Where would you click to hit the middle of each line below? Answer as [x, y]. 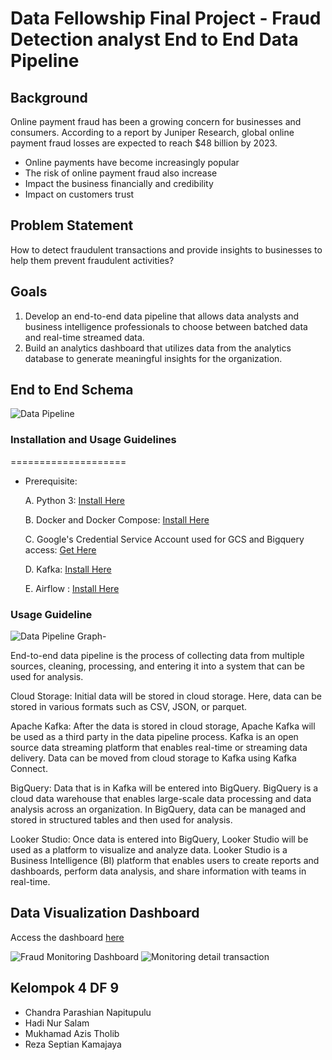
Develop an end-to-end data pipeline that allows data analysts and [162, 316]
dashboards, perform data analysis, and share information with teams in [158, 871]
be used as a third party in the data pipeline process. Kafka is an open [154, 737]
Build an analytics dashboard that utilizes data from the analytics [158, 348]
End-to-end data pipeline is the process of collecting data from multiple [157, 656]
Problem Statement [72, 225]
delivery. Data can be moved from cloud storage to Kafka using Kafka [153, 758]
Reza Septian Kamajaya [73, 1044]
